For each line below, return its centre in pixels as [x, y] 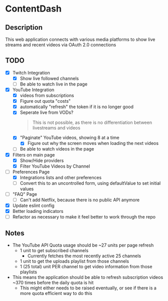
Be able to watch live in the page [54, 84]
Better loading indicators [38, 211]
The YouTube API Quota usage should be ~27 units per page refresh [83, 245]
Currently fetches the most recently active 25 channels [84, 256]
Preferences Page [31, 172]
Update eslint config [33, 205]
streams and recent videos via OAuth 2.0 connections [61, 45]
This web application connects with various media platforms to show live [80, 39]
